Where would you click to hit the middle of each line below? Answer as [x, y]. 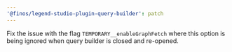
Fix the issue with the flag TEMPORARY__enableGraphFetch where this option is [116, 33]
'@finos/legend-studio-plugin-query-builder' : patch [85, 14]
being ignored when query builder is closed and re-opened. [93, 41]
